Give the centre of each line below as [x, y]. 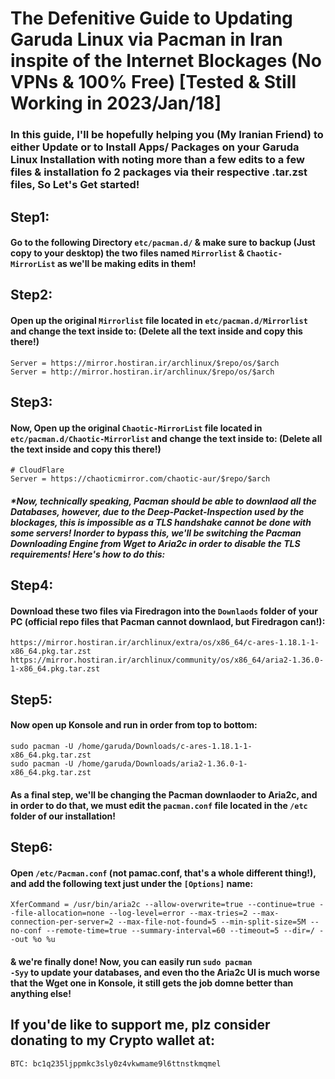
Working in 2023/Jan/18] [116, 103]
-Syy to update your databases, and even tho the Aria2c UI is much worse [165, 972]
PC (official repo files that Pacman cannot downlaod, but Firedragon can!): [168, 621]
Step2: [31, 295]
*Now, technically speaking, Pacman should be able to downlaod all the [163, 501]
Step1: [30, 217]
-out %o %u [33, 940]
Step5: [31, 699]
